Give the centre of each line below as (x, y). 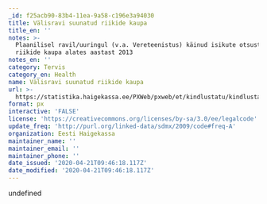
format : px (26, 104)
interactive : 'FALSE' (44, 112)
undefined (25, 193)
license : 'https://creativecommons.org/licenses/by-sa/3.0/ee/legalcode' (133, 119)
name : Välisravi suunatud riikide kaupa (76, 82)
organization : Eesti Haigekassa (62, 133)
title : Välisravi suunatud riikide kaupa (78, 23)
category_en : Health (43, 75)
